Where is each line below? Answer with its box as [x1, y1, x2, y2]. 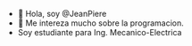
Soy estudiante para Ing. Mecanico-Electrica [17, 27, 182, 37]
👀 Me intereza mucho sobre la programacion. [17, 18, 185, 28]
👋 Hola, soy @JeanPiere [17, 9, 107, 19]
